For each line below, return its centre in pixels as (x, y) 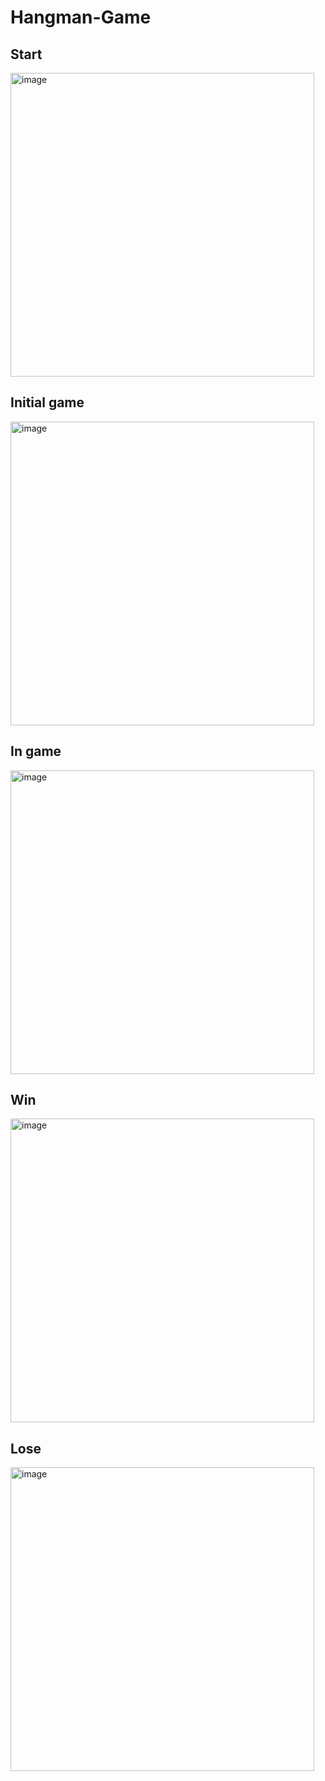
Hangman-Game (81, 17)
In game (36, 751)
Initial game (47, 402)
